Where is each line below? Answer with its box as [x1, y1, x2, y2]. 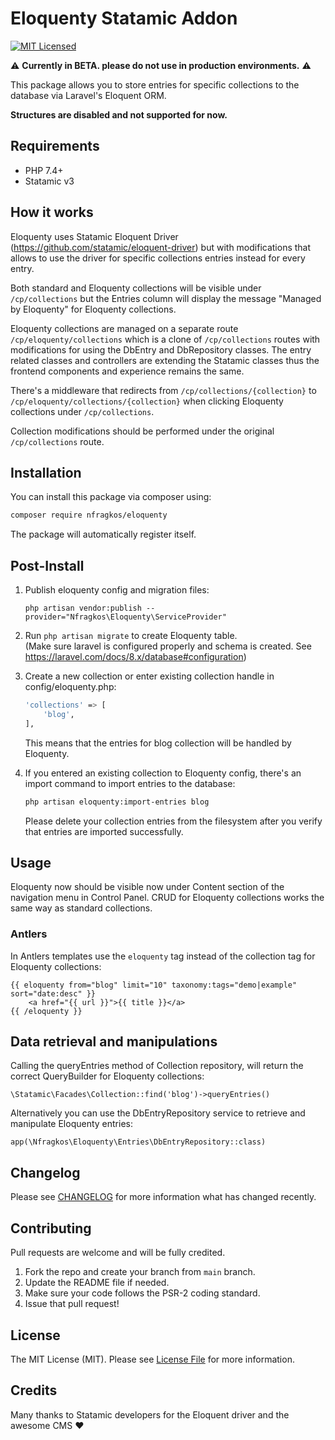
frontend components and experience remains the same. [10, 365, 245, 377]
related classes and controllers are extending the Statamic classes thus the [10, 354, 320, 366]
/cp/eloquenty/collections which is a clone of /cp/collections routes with [10, 333, 321, 345]
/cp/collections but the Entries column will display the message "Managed [10, 292, 322, 304]
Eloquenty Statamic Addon [10, 7, 238, 30]
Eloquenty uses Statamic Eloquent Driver [10, 230, 179, 242]
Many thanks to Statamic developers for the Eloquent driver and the [10, 1408, 290, 1421]
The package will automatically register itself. [10, 528, 197, 541]
